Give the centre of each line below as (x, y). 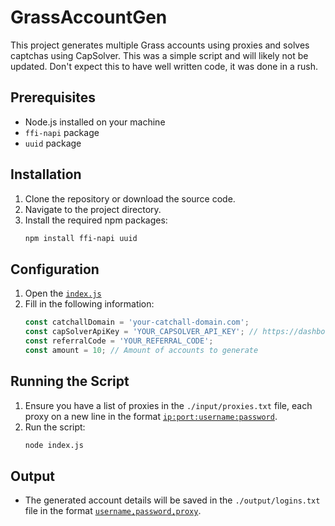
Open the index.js (63, 293)
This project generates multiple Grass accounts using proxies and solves (160, 45)
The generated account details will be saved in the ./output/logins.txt (172, 500)
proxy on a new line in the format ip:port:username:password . (151, 416)
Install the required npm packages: (96, 220)
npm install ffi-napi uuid (81, 238)
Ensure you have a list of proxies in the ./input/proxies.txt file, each (168, 405)
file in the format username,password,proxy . (113, 511)
